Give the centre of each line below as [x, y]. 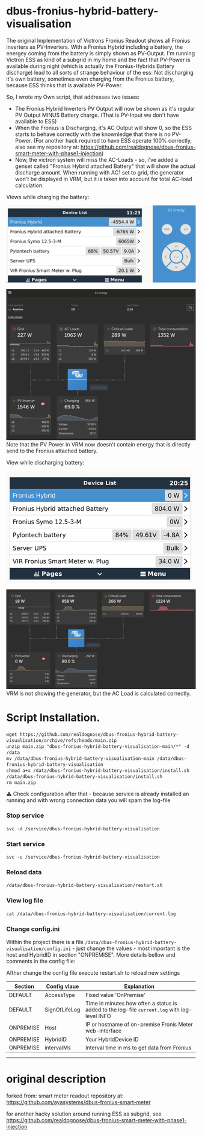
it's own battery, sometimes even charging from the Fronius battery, [90, 79]
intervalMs [58, 1048]
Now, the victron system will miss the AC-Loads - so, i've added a [96, 159]
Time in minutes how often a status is [131, 1004]
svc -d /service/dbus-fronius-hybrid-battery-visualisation [83, 829]
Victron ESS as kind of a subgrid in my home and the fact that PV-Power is [98, 60]
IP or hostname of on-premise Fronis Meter [139, 1025]
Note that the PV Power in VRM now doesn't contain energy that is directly [98, 444]
